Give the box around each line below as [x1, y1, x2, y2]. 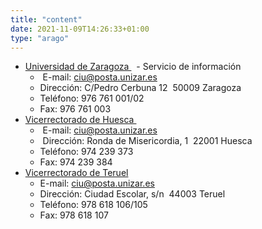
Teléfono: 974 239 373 [39, 146, 134, 158]
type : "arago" [10, 33, 70, 43]
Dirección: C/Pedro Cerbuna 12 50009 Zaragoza [39, 82, 242, 94]
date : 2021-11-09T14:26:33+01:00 [10, 24, 150, 34]
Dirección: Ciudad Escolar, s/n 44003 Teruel [39, 188, 226, 200]
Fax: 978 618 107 [39, 209, 109, 221]
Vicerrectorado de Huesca [24, 114, 135, 126]
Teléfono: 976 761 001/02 [39, 92, 145, 105]
